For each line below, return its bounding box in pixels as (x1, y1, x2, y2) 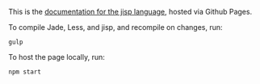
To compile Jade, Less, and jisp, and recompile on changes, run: (8, 23, 224, 31)
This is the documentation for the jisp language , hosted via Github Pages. (8, 7, 253, 16)
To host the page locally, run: (8, 52, 105, 61)
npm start (8, 68, 42, 76)
